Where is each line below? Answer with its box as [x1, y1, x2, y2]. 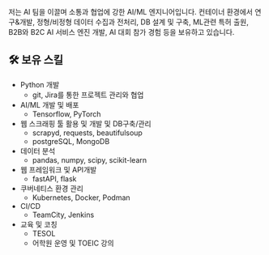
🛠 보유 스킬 [8, 53, 63, 67]
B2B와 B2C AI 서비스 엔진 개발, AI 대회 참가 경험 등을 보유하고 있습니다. [8, 28, 235, 36]
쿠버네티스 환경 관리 [19, 183, 83, 193]
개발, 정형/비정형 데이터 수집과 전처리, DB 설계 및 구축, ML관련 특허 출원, [19, 17, 249, 27]
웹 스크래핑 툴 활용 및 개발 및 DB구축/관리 [19, 118, 152, 128]
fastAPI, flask [32, 173, 77, 184]
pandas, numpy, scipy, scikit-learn [32, 155, 147, 164]
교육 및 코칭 [19, 219, 58, 229]
